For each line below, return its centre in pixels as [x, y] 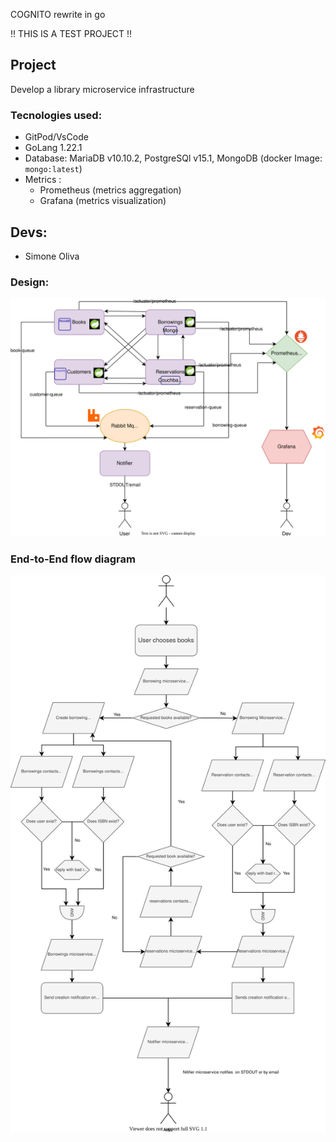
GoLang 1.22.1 [53, 148]
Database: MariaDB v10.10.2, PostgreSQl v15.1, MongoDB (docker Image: [173, 158]
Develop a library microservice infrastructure [102, 89]
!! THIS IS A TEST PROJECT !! [71, 33]
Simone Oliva [52, 256]
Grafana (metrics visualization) [103, 201]
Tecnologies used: [56, 115]
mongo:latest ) [53, 169]
